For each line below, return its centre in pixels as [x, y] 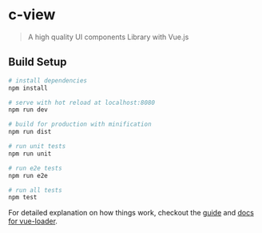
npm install [28, 88]
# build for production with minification [80, 125]
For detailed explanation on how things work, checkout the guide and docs [131, 213]
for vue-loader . [33, 221]
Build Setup [38, 62]
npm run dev [28, 110]
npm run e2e [28, 175]
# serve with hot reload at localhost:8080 [82, 102]
